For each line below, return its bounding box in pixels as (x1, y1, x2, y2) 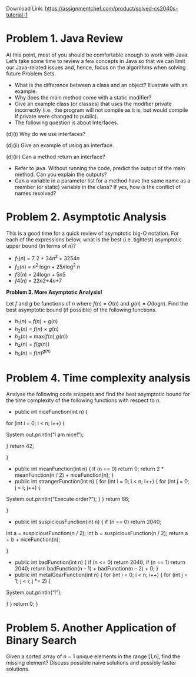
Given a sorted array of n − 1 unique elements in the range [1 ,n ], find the (6, 653, 181, 660)
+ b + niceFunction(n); (6, 536, 61, 543)
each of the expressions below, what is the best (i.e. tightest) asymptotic (6, 235, 182, 243)
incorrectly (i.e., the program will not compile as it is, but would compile (14, 106, 188, 114)
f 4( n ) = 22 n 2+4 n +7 (14, 277, 62, 284)
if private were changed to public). (14, 112, 99, 120)
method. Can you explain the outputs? (14, 171, 107, 178)
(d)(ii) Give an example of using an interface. (6, 141, 115, 149)
